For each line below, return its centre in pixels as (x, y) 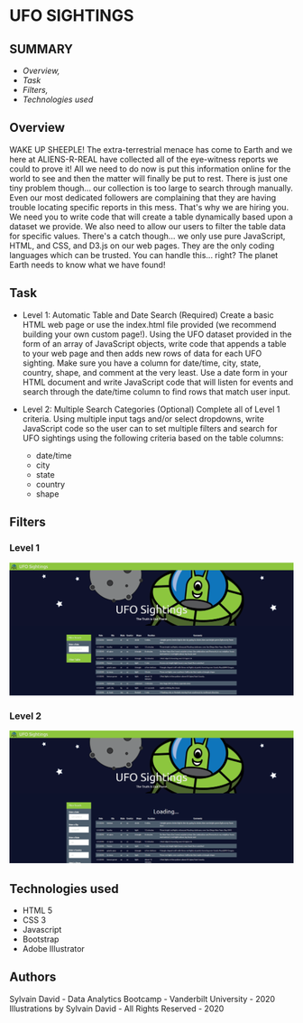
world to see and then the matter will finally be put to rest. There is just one (149, 178)
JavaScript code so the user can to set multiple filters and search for (150, 428)
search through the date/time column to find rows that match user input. (156, 391)
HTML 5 (37, 910)
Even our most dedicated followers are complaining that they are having (143, 197)
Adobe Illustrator (54, 948)
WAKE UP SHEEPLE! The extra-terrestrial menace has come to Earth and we (151, 149)
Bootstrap (41, 939)
